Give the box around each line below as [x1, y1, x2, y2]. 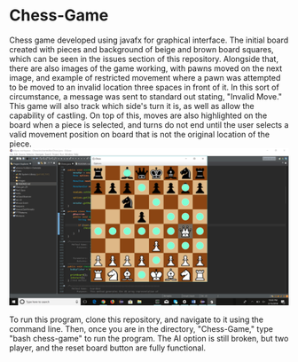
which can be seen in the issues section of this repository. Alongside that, [9, 53, 279, 64]
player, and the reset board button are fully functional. [9, 342, 207, 353]
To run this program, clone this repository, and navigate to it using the [9, 314, 264, 325]
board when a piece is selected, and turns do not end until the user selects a [9, 119, 289, 130]
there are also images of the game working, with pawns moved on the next [9, 63, 283, 74]
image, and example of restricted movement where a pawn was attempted [9, 72, 281, 83]
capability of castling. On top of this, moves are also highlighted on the [9, 110, 268, 121]
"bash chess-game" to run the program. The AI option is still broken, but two [9, 334, 289, 344]
